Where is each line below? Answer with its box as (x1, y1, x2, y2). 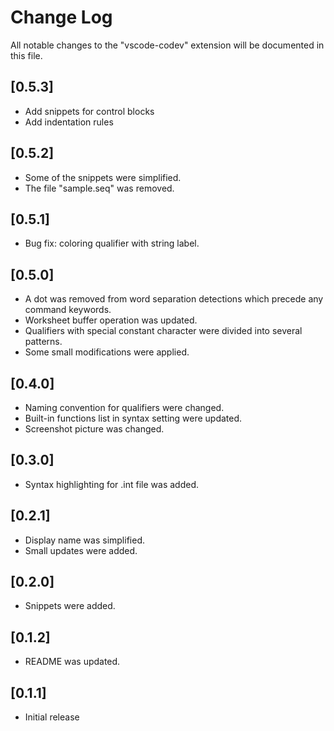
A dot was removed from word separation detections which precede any (24, 293, 324, 305)
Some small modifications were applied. (24, 346, 190, 358)
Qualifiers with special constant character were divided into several (24, 325, 303, 337)
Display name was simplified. (24, 534, 145, 546)
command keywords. (24, 304, 112, 316)
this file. (10, 49, 43, 61)
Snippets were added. (24, 600, 116, 612)
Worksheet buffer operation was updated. (24, 314, 198, 326)
